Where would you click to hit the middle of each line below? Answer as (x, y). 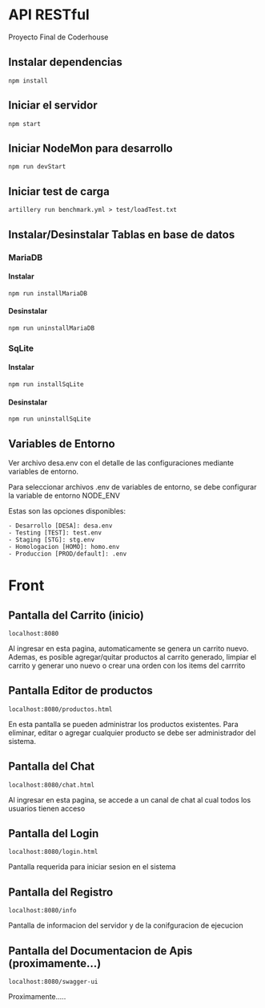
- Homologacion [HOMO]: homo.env (64, 547)
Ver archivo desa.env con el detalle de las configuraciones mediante (121, 463)
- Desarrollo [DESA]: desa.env (60, 526)
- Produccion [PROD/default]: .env (68, 554)
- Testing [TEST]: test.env (55, 533)
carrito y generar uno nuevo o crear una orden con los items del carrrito (127, 666)
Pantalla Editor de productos (81, 691)
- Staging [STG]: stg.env (51, 540)
